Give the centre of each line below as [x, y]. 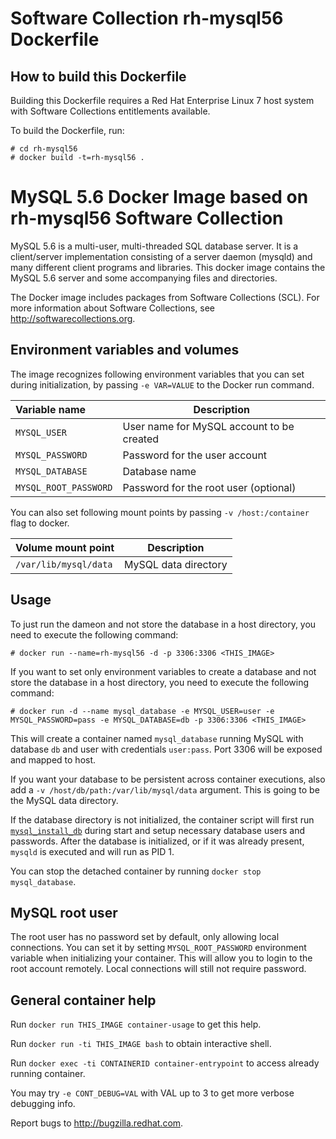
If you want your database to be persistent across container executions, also [168, 779]
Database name [159, 471]
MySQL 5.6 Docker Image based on [159, 197]
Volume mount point [65, 547]
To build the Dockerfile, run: [67, 130]
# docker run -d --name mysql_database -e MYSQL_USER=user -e [142, 711]
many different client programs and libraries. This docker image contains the [168, 267]
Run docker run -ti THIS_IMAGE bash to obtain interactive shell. [141, 1044]
